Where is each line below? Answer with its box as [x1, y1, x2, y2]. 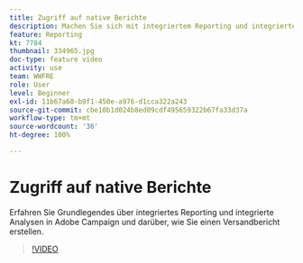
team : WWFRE [9, 72, 54, 81]
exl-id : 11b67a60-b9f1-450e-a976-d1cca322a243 [9, 96, 188, 106]
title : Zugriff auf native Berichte [9, 13, 147, 23]
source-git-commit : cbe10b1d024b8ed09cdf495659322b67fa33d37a [9, 105, 248, 114]
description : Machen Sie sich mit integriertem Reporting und [9, 22, 248, 31]
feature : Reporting [9, 30, 83, 39]
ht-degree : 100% [9, 131, 70, 140]
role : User [9, 80, 50, 89]
